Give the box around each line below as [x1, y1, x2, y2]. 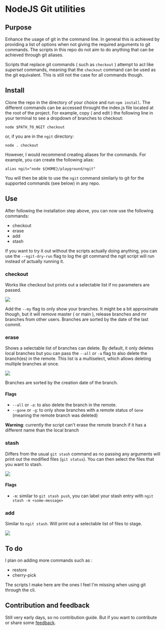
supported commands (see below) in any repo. [5, 180, 100, 186]
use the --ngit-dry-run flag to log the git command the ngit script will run [5, 253, 155, 259]
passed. [5, 287, 22, 293]
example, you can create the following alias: [5, 157, 95, 162]
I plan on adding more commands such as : [5, 557, 93, 563]
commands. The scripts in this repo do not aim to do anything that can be [5, 47, 154, 52]
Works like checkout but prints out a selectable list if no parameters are [5, 281, 150, 287]
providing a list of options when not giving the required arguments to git [5, 41, 151, 47]
